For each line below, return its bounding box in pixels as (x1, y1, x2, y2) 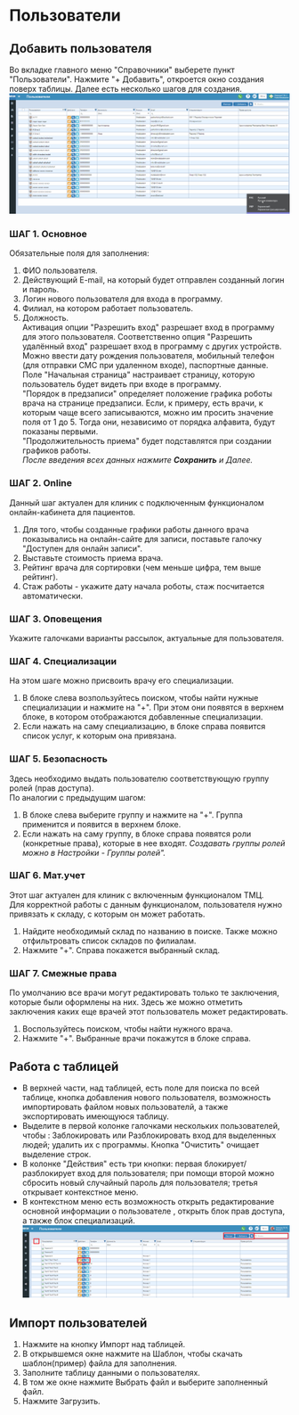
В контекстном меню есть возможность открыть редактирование (21, 1196, 275, 1206)
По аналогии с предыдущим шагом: (9, 792, 147, 802)
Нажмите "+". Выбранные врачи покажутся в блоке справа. (21, 1033, 252, 1044)
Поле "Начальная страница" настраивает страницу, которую (21, 369, 255, 380)
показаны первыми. (21, 426, 99, 437)
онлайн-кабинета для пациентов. (9, 506, 136, 517)
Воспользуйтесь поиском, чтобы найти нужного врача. (21, 1024, 233, 1034)
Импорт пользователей (9, 1315, 148, 1330)
